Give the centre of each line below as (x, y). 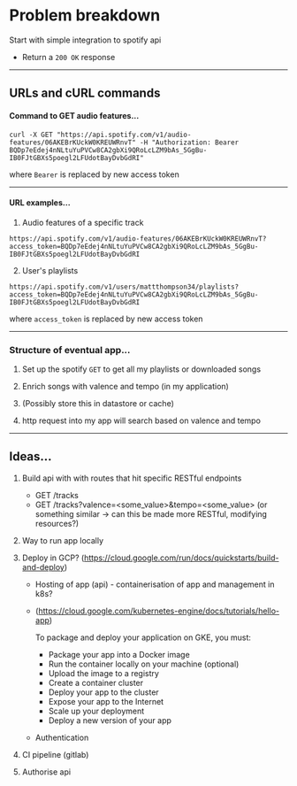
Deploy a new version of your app (110, 720)
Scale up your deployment (96, 711)
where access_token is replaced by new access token (106, 319)
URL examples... (40, 203)
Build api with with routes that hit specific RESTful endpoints (132, 478)
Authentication (62, 737)
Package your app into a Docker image (119, 654)
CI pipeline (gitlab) (55, 754)
